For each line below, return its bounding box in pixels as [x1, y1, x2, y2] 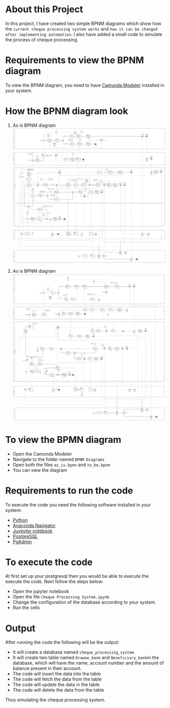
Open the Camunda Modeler [12, 450, 73, 457]
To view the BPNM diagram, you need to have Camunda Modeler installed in [5, 82, 165, 88]
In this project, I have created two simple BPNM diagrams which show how [5, 20, 161, 26]
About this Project [5, 4, 83, 15]
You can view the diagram [12, 467, 67, 473]
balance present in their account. [12, 665, 82, 671]
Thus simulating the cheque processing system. [5, 697, 106, 703]
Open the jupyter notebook [12, 588, 70, 594]
